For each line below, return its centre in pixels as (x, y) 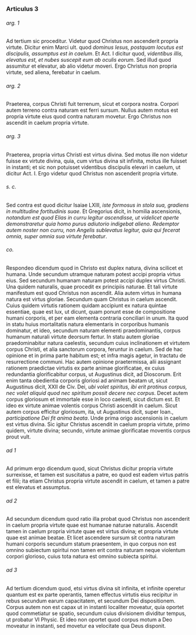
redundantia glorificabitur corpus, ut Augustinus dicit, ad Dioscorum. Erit (94, 374)
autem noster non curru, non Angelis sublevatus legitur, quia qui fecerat (93, 230)
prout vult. (18, 437)
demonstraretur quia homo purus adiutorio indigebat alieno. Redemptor (93, 224)
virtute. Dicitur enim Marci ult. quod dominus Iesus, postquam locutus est (95, 47)
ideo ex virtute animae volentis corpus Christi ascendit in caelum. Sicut (92, 405)
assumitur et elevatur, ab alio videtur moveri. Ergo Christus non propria (92, 66)
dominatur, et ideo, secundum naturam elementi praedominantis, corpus (93, 330)
